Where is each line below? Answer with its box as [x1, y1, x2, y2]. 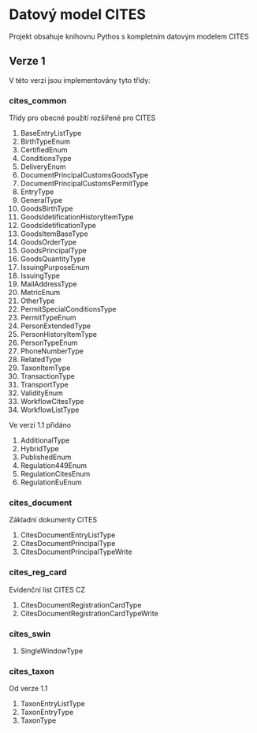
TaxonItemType [20, 363, 71, 372]
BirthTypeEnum [20, 137, 70, 147]
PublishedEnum [20, 452, 72, 462]
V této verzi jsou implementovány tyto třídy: [9, 75, 151, 84]
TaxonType [20, 716, 57, 725]
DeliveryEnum [20, 162, 66, 171]
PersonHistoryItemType [20, 330, 98, 339]
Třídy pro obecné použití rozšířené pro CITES [9, 113, 156, 123]
